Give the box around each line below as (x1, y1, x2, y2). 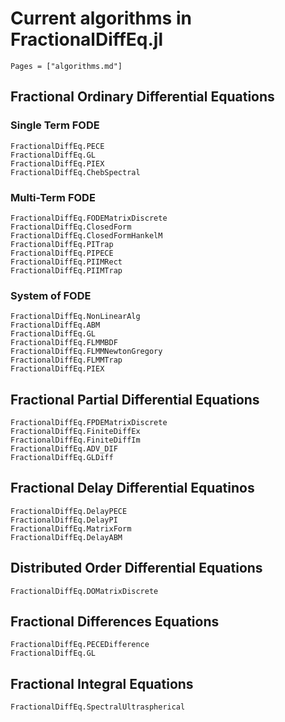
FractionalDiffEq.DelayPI (10, 515, 118, 525)
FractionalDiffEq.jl (10, 28, 164, 51)
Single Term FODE (10, 118, 100, 132)
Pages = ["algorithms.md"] (10, 61, 123, 71)
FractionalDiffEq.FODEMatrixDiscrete (10, 213, 168, 223)
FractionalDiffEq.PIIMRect (10, 257, 123, 267)
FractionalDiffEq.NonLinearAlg (10, 312, 141, 322)
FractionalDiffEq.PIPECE (10, 248, 114, 258)
